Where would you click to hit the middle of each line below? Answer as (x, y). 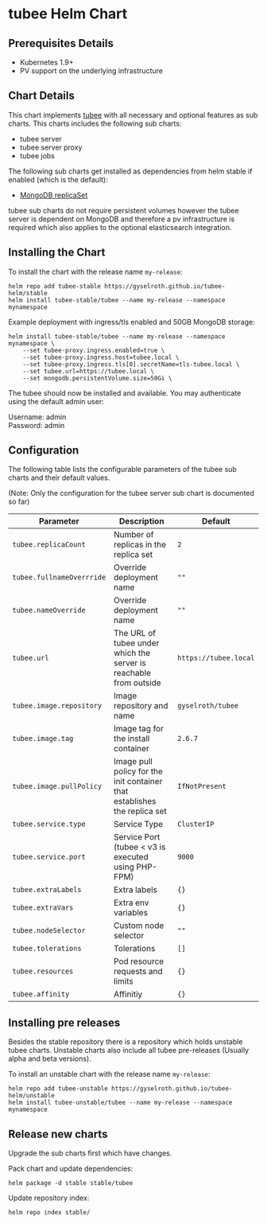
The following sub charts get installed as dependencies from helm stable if (130, 171)
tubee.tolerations (47, 949)
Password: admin (37, 425)
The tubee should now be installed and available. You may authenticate (125, 393)
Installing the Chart (57, 253)
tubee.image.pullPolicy (57, 786)
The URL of (135, 633)
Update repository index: (49, 1198)
